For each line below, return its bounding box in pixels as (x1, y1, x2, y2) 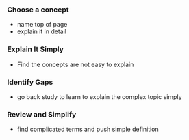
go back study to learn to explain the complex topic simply (16, 92, 182, 100)
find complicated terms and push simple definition (16, 125, 159, 134)
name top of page (16, 20, 68, 29)
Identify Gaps (7, 77, 53, 87)
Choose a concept (7, 5, 70, 14)
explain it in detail (16, 27, 67, 36)
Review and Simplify (7, 109, 77, 119)
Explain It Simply (7, 44, 64, 54)
